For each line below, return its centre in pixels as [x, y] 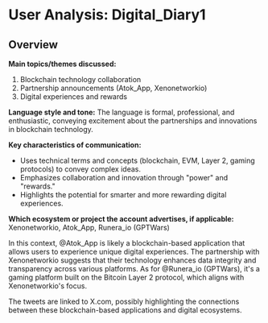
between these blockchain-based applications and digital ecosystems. [126, 310]
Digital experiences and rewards [73, 97]
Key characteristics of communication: [75, 145]
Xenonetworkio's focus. [47, 286]
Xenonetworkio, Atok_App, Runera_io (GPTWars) [89, 228]
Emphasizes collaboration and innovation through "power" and [124, 178]
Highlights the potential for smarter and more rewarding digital [123, 195]
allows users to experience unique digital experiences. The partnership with [134, 252]
